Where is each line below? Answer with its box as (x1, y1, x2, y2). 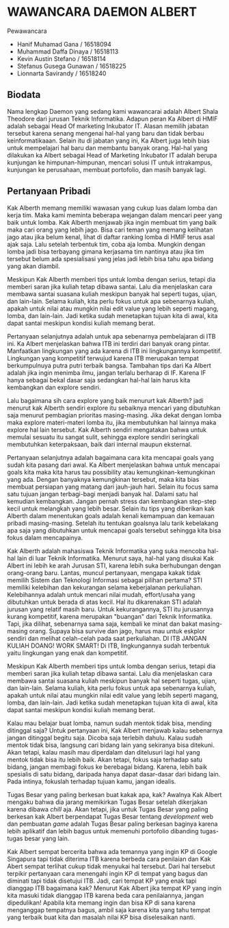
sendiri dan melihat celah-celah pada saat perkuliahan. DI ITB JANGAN (7, 634, 207, 642)
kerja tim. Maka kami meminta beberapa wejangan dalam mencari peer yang (7, 210, 222, 219)
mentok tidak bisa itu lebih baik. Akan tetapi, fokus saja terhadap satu (7, 755, 203, 764)
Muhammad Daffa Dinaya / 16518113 (16, 47, 119, 56)
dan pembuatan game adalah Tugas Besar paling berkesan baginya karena (7, 820, 218, 828)
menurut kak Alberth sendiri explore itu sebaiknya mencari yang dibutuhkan (7, 404, 221, 412)
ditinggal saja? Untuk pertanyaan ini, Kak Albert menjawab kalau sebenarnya (7, 726, 223, 734)
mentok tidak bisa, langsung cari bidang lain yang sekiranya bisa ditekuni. (7, 741, 215, 749)
